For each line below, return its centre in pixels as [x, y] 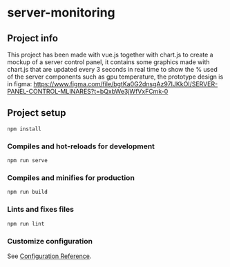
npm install [24, 129]
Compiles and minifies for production [71, 178]
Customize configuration [50, 241]
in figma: [20, 84]
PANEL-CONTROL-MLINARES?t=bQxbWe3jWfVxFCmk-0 [88, 91]
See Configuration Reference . [49, 256]
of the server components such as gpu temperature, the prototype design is [115, 77]
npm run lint [26, 224]
